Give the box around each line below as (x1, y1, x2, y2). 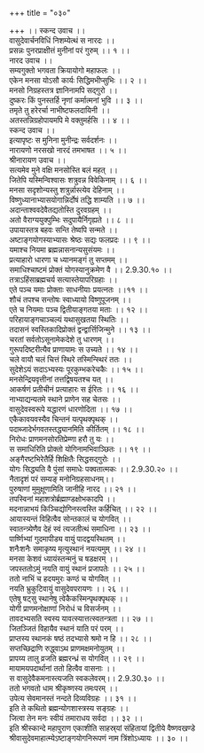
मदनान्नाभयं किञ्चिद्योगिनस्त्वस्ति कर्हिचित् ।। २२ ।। (9, 504, 158, 514)
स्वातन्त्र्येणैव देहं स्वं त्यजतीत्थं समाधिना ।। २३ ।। (9, 524, 152, 534)
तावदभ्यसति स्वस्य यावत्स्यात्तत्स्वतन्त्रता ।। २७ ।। (9, 613, 154, 624)
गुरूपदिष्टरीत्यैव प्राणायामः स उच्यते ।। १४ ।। (9, 345, 139, 354)
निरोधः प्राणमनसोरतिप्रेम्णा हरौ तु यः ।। (9, 434, 115, 444)
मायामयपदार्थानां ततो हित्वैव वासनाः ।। (9, 664, 116, 673)
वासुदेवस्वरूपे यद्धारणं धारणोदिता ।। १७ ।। (9, 404, 133, 415)
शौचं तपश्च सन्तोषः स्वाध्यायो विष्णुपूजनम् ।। (9, 294, 131, 305)
